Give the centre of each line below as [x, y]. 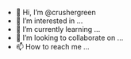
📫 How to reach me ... [52, 47]
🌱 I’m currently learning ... [58, 29]
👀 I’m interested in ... [49, 21]
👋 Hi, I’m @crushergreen [56, 12]
